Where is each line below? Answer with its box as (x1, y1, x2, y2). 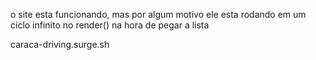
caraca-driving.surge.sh (10, 39, 110, 50)
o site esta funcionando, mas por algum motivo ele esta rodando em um (10, 9, 307, 20)
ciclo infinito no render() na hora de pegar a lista (10, 19, 210, 31)
